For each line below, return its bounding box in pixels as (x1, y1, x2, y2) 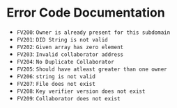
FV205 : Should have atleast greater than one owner (16, 64, 168, 73)
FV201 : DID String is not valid (16, 35, 109, 43)
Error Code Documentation (6, 5, 165, 21)
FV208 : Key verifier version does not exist (16, 87, 146, 95)
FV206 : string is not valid (16, 71, 95, 80)
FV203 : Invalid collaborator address (16, 50, 124, 58)
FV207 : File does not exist (16, 79, 95, 87)
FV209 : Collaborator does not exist (16, 93, 121, 102)
